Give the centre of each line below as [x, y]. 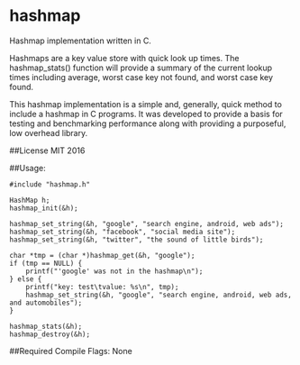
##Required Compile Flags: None [71, 351]
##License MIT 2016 [47, 151]
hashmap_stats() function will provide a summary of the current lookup [141, 68]
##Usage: [28, 168]
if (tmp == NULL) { [46, 263]
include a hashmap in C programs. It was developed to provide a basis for [146, 114]
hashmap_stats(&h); [46, 326]
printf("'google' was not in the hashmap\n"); [114, 271]
